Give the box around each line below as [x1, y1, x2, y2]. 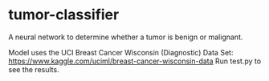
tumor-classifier [8, 6, 120, 24]
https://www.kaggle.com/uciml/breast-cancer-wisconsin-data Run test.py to [8, 56, 262, 66]
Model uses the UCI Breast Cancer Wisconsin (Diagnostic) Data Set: [8, 47, 234, 57]
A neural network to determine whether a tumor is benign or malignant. [8, 32, 243, 42]
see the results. [8, 64, 59, 74]
